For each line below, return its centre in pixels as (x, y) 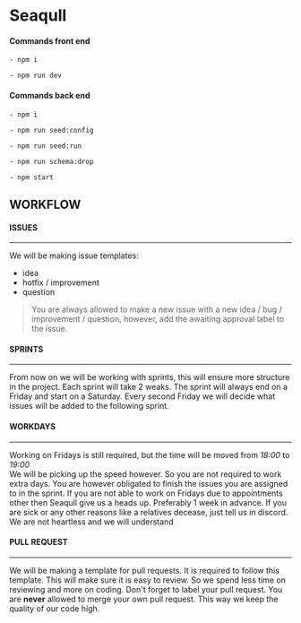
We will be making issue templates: (74, 255)
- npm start (31, 177)
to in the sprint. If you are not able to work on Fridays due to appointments (146, 493)
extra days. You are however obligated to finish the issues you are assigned (149, 483)
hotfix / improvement (61, 282)
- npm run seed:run (46, 146)
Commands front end (50, 40)
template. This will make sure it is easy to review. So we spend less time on (148, 580)
